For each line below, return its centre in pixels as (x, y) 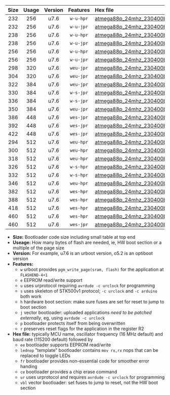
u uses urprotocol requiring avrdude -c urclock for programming (88, 285)
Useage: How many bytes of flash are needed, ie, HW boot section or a (87, 242)
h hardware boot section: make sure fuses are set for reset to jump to (92, 302)
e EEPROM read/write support (51, 280)
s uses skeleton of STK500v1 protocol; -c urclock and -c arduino (89, 291)
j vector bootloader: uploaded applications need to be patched (86, 312)
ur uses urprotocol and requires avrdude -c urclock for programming (92, 377)
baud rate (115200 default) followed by (53, 339)
